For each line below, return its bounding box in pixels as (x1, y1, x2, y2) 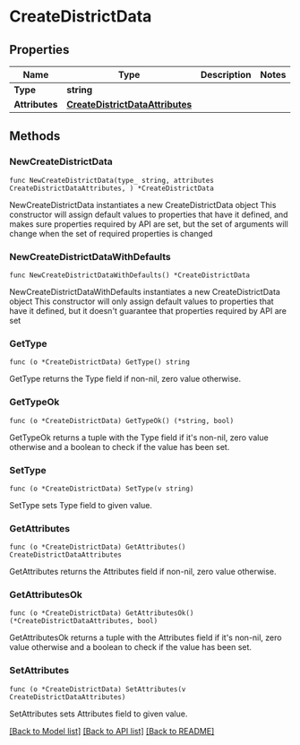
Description (200, 69, 253, 81)
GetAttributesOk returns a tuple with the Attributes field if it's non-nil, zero (9, 632, 282, 643)
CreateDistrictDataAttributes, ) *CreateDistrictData (9, 184, 215, 193)
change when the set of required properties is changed (9, 228, 213, 238)
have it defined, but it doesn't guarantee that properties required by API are (9, 305, 287, 316)
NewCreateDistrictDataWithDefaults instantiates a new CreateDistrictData (9, 286, 280, 297)
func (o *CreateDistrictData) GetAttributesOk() (9, 609, 194, 618)
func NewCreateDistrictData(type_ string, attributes (9, 176, 215, 185)
